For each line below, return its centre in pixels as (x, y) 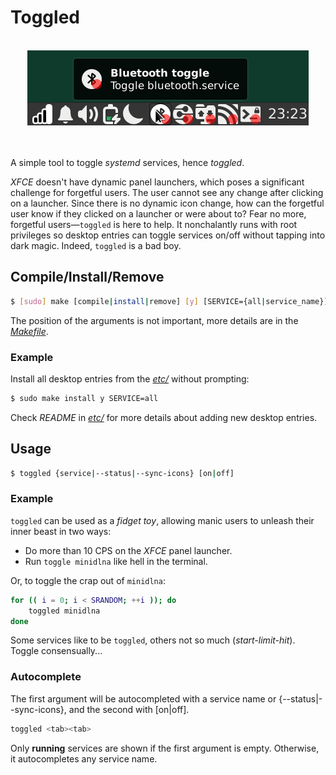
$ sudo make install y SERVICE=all (84, 398)
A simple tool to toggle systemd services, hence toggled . (127, 162)
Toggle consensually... (56, 651)
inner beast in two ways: (61, 531)
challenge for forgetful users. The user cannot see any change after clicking (167, 192)
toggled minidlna (64, 611)
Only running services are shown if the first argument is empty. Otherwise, (165, 748)
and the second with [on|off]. (129, 709)
